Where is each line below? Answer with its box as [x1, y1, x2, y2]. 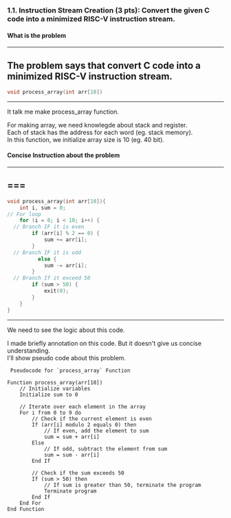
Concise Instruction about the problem [7, 151, 120, 160]
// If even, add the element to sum [43, 427, 149, 434]
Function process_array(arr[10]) [7, 379, 103, 386]
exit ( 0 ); [43, 288, 69, 295]
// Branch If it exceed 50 [13, 275, 91, 282]
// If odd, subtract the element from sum [43, 445, 168, 453]
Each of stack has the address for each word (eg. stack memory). [7, 128, 193, 136]
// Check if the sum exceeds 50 [32, 469, 125, 477]
